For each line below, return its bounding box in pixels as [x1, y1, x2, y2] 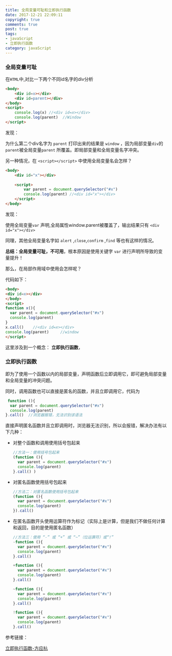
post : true [5, 27, 29, 32]
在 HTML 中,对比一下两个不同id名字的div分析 [5, 76, 94, 82]
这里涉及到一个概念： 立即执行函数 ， [5, 344, 83, 350]
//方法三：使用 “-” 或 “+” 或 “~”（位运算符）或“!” [12, 535, 114, 540]
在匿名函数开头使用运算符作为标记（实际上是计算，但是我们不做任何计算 [12, 518, 165, 524]
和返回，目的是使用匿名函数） [12, 524, 76, 531]
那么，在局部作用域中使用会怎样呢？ [5, 265, 82, 271]
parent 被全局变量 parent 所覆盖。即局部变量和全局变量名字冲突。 [5, 146, 142, 153]
